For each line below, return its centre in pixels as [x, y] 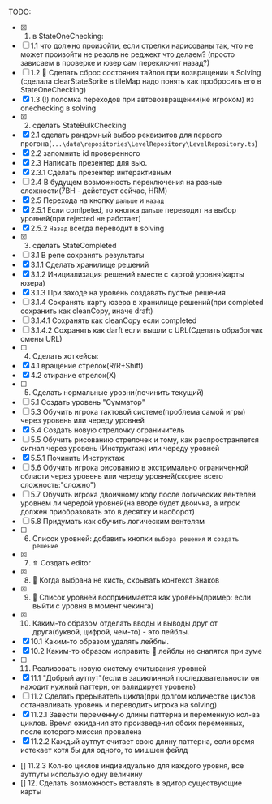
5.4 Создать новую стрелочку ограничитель [108, 430]
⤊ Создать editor [61, 563]
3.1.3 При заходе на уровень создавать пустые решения [128, 292]
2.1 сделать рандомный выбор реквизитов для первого [126, 135]
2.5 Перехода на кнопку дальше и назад [97, 200]
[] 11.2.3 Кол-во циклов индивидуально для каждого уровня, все [132, 765]
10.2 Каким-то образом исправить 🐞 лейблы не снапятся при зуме [146, 651]
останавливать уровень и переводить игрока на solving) [119, 705]
